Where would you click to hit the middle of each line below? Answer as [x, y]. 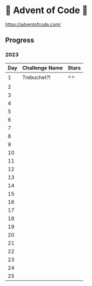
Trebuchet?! [36, 77]
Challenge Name [43, 68]
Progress [20, 40]
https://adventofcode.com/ [33, 24]
